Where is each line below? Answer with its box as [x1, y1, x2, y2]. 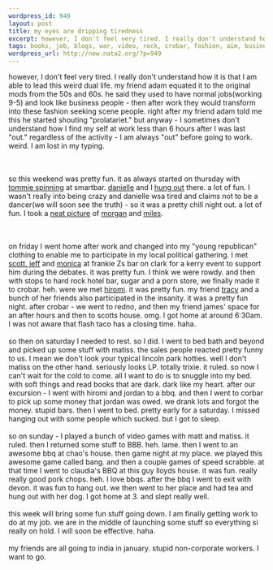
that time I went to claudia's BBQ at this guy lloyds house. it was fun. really [8, 466, 258, 475]
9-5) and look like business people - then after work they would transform [8, 98, 256, 107]
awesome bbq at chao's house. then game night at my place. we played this [8, 448, 262, 458]
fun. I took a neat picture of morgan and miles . [8, 209, 164, 218]
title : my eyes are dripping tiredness [8, 27, 144, 35]
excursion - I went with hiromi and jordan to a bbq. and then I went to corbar [8, 388, 264, 398]
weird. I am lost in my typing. [8, 141, 105, 150]
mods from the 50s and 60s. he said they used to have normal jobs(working [8, 89, 262, 98]
